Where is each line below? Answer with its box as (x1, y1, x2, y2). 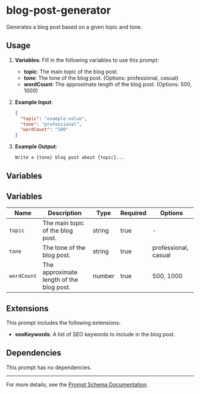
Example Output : (14, 143, 58, 150)
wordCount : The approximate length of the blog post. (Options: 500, (23, 80, 192, 88)
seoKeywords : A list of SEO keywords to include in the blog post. (14, 331, 176, 338)
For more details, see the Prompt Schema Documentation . (6, 381, 148, 388)
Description (47, 209, 82, 218)
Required (120, 209, 147, 218)
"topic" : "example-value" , (20, 116, 87, 122)
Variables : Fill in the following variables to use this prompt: (14, 56, 160, 63)
